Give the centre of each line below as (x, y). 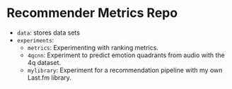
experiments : (35, 40)
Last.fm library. (50, 77)
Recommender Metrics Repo (92, 13)
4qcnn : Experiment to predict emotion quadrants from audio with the (126, 55)
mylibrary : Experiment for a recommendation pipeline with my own (125, 70)
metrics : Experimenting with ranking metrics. (93, 47)
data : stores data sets (48, 32)
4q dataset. (44, 62)
